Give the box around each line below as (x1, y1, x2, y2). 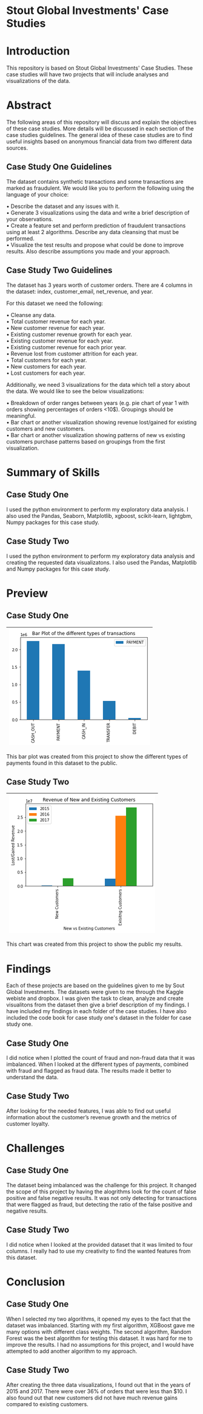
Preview (6, 586, 48, 600)
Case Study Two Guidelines (6, 265, 113, 276)
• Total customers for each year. (6, 356, 87, 364)
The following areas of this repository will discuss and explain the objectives (6, 119, 197, 126)
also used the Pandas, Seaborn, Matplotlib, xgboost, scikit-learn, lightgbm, (6, 512, 193, 519)
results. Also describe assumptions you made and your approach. (6, 247, 171, 255)
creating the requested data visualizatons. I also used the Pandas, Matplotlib (6, 558, 197, 566)
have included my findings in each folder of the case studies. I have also (6, 1008, 187, 1015)
